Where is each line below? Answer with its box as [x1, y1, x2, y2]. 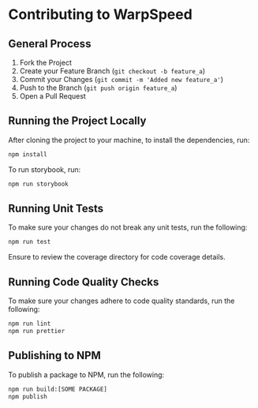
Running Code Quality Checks [8, 275, 159, 289]
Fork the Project [19, 58, 73, 67]
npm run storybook [8, 180, 69, 188]
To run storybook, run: [8, 164, 81, 174]
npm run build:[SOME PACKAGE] [8, 385, 108, 393]
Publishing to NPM [8, 349, 101, 362]
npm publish [8, 392, 47, 400]
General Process [8, 37, 92, 51]
